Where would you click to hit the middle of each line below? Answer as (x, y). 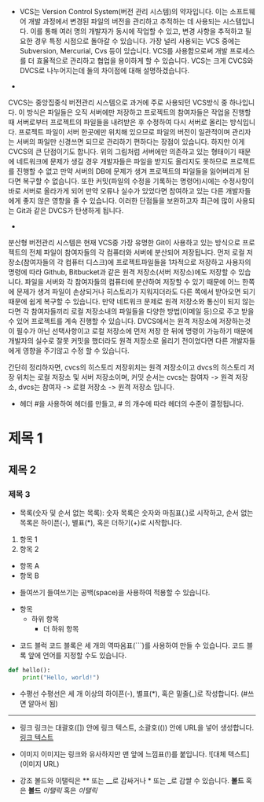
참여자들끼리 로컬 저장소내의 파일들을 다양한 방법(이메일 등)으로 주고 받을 (143, 311)
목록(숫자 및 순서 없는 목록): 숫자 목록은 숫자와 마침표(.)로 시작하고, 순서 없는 (136, 513)
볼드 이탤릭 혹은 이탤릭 (63, 790)
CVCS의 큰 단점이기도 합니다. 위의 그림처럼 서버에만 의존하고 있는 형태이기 (123, 151)
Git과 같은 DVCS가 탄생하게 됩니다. (70, 210)
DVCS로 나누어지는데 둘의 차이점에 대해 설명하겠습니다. (104, 70)
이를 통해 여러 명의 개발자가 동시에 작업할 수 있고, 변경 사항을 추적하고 (137, 31)
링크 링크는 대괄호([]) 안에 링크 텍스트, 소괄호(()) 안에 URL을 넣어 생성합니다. (137, 727)
